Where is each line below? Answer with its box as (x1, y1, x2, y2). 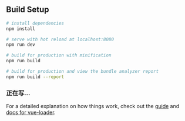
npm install (6, 26, 35, 32)
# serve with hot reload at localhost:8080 (6, 36, 115, 42)
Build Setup (6, 5, 49, 15)
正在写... (6, 89, 31, 97)
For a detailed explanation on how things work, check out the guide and (6, 103, 180, 110)
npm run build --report (6, 73, 65, 80)
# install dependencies (6, 20, 65, 26)
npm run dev (6, 42, 35, 48)
